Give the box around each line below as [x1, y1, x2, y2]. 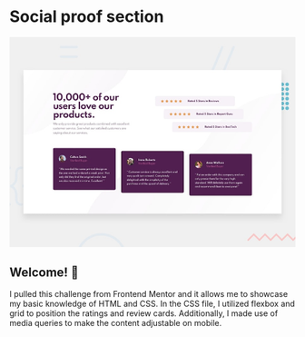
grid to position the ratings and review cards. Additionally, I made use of [9, 308, 279, 319]
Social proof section [9, 6, 164, 27]
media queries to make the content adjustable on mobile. [9, 318, 222, 329]
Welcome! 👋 [9, 264, 79, 280]
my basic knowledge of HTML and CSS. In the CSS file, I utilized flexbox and [9, 298, 295, 310]
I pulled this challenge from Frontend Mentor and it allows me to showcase [9, 289, 289, 300]
